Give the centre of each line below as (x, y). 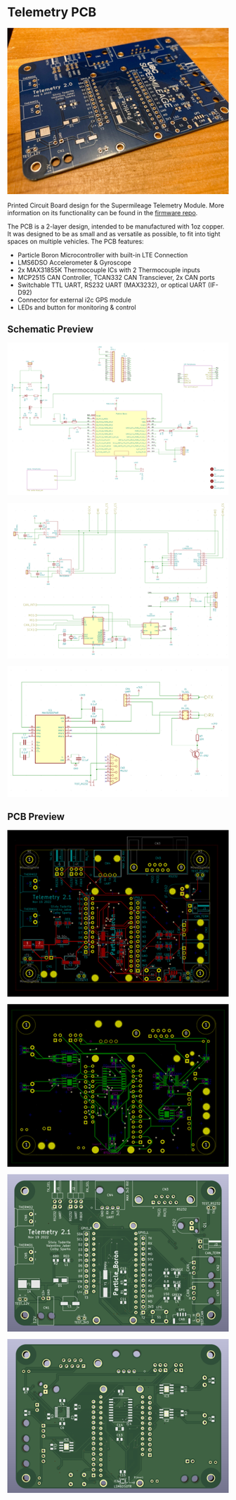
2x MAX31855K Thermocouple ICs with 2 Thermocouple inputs (109, 270)
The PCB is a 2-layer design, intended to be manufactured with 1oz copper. (116, 226)
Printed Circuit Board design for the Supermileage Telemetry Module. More (116, 205)
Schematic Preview (50, 329)
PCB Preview (36, 817)
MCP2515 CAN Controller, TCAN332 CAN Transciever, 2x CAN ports (116, 277)
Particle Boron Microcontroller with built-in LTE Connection (103, 255)
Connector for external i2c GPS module (74, 300)
